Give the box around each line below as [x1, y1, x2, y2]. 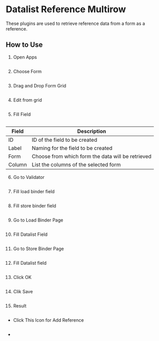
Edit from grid [13, 97, 42, 103]
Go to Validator [13, 174, 45, 180]
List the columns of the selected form [31, 161, 121, 168]
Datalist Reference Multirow [6, 4, 126, 15]
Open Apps [13, 54, 37, 60]
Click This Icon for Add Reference [13, 317, 84, 323]
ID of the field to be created [31, 136, 98, 143]
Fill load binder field [13, 188, 55, 194]
